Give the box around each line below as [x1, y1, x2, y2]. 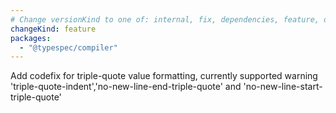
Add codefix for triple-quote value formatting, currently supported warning [10, 70, 318, 82]
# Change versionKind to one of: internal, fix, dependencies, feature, [10, 14, 320, 25]
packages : [10, 33, 52, 43]
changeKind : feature [10, 24, 97, 34]
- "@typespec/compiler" [19, 42, 118, 53]
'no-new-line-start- [243, 81, 323, 93]
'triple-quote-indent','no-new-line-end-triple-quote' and [10, 81, 242, 93]
